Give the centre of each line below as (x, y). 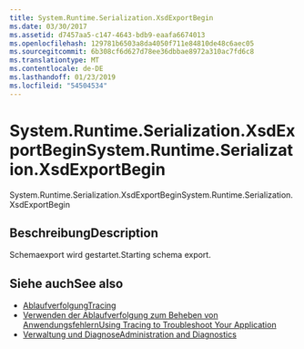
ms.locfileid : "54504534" (58, 86)
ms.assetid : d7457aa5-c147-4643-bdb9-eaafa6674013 (107, 35)
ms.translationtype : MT (55, 60)
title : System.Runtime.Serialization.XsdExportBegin (111, 18)
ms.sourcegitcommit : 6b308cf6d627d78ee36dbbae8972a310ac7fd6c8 (132, 52)
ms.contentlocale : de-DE (56, 69)
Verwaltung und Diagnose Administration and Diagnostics (129, 334)
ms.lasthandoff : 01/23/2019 (63, 77)
